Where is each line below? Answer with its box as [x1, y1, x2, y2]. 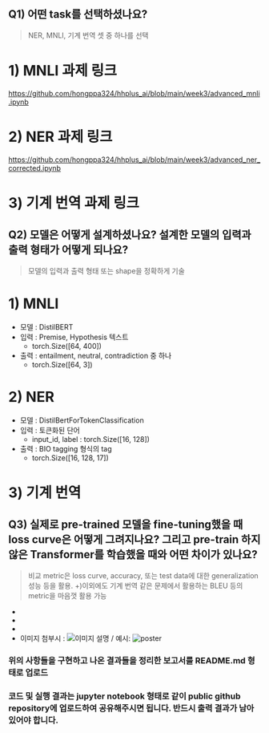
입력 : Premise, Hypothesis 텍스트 [19, 332, 129, 342]
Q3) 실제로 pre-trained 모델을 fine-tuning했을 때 [8, 518, 243, 532]
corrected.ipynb [8, 163, 62, 172]
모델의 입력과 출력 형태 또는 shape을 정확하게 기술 [27, 265, 186, 275]
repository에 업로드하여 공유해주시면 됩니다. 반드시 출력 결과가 [8, 703, 238, 714]
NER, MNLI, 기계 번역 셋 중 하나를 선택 [27, 30, 149, 40]
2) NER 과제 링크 [8, 128, 113, 146]
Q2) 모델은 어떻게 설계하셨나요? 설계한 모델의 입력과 [8, 228, 251, 242]
